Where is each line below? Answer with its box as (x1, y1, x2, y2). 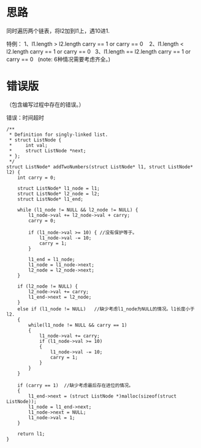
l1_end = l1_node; (28, 256, 75, 262)
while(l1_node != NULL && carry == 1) (28, 322, 127, 328)
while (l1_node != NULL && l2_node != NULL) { (17, 206, 138, 213)
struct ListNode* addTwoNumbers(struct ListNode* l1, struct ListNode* (6, 163, 193, 170)
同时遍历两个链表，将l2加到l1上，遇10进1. (6, 27, 110, 34)
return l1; (17, 431, 45, 437)
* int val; (9, 142, 48, 148)
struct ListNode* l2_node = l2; (17, 191, 100, 197)
